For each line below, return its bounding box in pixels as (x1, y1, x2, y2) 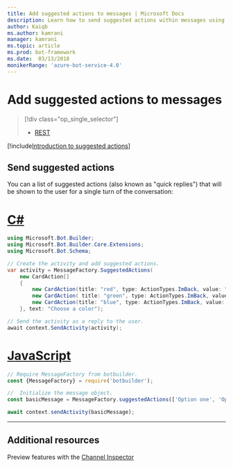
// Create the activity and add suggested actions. (7, 260, 159, 267)
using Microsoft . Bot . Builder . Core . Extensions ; (7, 241, 144, 249)
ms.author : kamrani (7, 29, 64, 37)
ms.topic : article (7, 42, 60, 49)
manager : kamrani (7, 36, 58, 43)
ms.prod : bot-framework (7, 49, 76, 56)
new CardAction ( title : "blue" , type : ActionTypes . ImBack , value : (32, 299, 225, 306)
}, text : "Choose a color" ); (19, 306, 104, 312)
